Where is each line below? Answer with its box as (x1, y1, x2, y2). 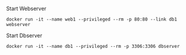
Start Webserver (6, 5, 46, 12)
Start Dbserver (6, 32, 43, 39)
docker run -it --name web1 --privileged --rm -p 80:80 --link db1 (6, 17, 178, 22)
